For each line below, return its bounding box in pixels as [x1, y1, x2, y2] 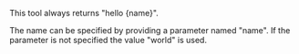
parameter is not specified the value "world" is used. [9, 35, 208, 45]
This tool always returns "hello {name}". [9, 8, 160, 18]
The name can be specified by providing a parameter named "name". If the [9, 25, 291, 35]
